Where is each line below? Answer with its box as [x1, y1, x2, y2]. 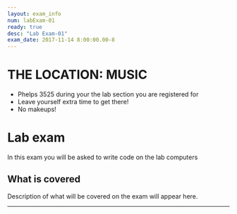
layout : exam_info [7, 10, 61, 18]
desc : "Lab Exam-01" [7, 30, 68, 37]
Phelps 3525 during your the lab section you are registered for [17, 90, 199, 99]
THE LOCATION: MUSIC [7, 67, 148, 83]
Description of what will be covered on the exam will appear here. [7, 191, 198, 201]
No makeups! [17, 105, 56, 113]
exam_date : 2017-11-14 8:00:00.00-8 [7, 37, 115, 44]
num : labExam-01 [7, 17, 55, 24]
